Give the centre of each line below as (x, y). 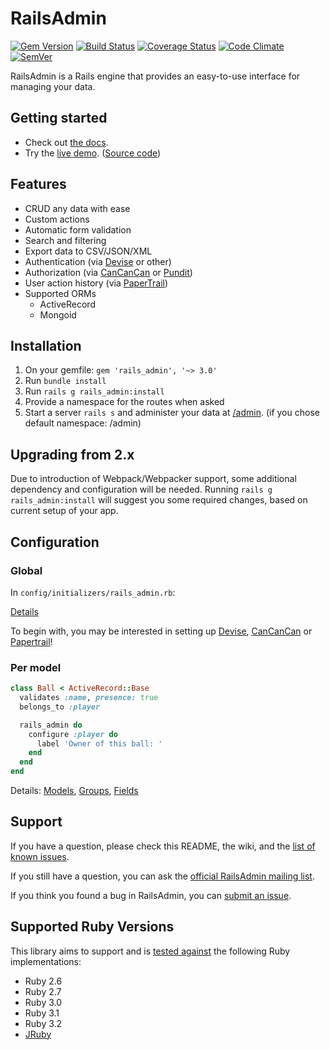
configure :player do (73, 734)
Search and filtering (65, 240)
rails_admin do (51, 725)
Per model (36, 667)
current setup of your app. (64, 511)
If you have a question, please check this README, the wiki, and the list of (163, 846)
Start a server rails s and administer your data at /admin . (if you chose (172, 413)
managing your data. (53, 86)
